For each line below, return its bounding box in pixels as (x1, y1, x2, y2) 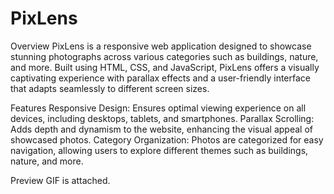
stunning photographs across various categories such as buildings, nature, (10, 50, 319, 62)
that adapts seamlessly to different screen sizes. (10, 82, 210, 94)
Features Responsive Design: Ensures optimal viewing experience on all (10, 102, 307, 114)
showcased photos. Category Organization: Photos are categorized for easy (10, 133, 324, 146)
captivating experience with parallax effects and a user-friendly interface (10, 72, 312, 84)
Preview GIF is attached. (10, 174, 111, 186)
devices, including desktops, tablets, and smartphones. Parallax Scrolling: (10, 112, 315, 124)
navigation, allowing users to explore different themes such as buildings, (10, 144, 309, 156)
